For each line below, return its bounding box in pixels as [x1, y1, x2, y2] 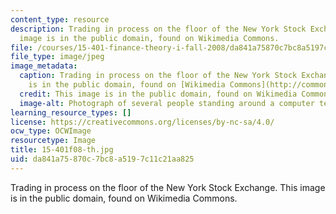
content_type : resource [10, 14, 110, 25]
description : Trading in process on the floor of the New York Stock [10, 24, 307, 34]
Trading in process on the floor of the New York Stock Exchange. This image [10, 181, 326, 193]
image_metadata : [10, 61, 78, 71]
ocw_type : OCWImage [10, 126, 92, 136]
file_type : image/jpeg [10, 52, 105, 62]
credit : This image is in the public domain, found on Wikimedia [19, 89, 298, 99]
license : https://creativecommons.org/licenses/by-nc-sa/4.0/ [10, 117, 275, 127]
